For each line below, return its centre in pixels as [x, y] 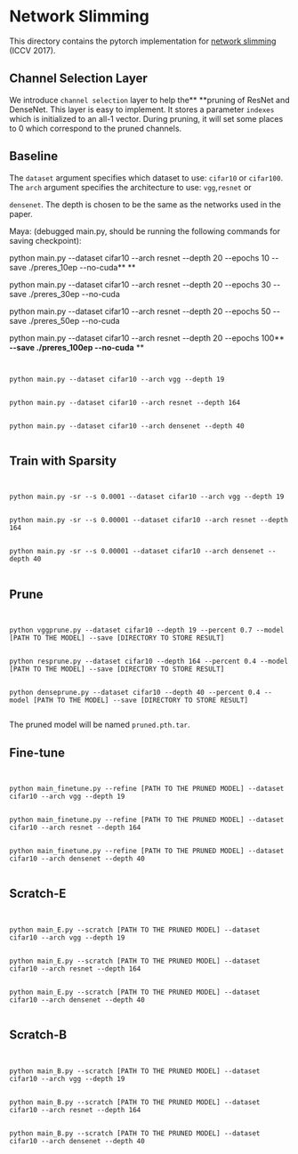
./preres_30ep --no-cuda [74, 294]
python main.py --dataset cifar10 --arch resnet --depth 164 [125, 402]
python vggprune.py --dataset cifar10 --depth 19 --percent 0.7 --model [147, 630]
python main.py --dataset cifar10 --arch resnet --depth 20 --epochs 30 [140, 284]
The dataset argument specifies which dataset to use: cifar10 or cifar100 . [146, 178]
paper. [21, 214]
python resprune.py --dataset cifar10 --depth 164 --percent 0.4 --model [149, 662]
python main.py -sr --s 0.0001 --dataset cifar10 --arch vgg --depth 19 [147, 497]
